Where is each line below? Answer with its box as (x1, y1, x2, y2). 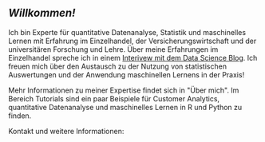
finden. (8, 111, 32, 120)
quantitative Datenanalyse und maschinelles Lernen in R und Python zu (8, 102, 243, 112)
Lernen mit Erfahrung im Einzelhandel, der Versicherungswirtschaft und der (8, 36, 257, 45)
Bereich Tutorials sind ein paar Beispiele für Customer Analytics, (8, 93, 220, 103)
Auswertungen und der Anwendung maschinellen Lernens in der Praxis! (8, 69, 245, 79)
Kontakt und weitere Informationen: (8, 126, 125, 136)
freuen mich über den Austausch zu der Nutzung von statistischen (8, 61, 227, 71)
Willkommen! (8, 6, 76, 20)
